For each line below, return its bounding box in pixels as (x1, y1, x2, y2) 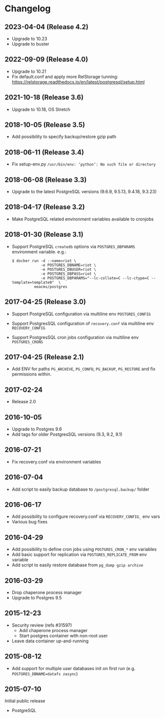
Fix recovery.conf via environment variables (11, 459, 101, 465)
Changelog (4, 3, 51, 14)
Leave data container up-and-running (11, 638, 89, 644)
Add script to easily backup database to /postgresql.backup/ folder (11, 486, 150, 492)
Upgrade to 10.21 (11, 68, 46, 74)
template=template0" (11, 280, 54, 285)
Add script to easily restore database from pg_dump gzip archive (11, 562, 144, 568)
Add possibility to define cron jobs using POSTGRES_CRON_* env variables (11, 547, 157, 552)
